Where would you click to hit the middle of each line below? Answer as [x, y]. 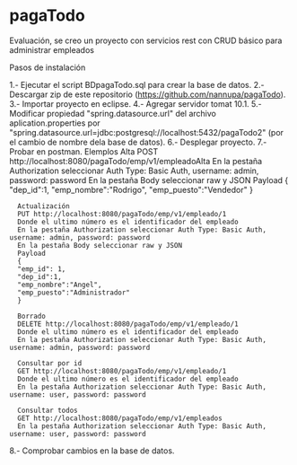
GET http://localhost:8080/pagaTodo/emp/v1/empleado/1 [122, 371]
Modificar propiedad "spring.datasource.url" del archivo [113, 113]
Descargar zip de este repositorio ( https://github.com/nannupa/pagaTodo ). [148, 94]
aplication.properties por [55, 123]
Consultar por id [50, 363]
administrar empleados [52, 49]
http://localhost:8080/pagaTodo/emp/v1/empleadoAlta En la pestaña [136, 161]
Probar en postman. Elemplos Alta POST [84, 151]
